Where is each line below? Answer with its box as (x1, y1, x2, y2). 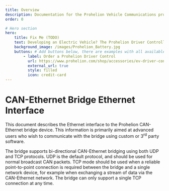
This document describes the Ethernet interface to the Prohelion (5, 121, 138, 127)
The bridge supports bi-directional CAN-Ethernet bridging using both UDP (5, 148, 159, 154)
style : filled (27, 68, 57, 73)
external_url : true (27, 63, 69, 68)
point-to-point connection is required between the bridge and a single (5, 164, 150, 170)
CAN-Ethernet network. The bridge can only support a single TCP (5, 174, 142, 181)
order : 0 (5, 17, 24, 22)
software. (5, 138, 25, 144)
